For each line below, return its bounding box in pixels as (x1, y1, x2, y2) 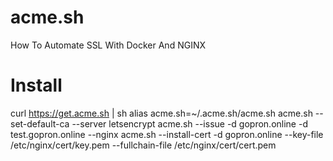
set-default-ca (10, 117, 70, 130)
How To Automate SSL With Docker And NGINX (10, 39, 206, 51)
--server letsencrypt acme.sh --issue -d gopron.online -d (71, 117, 308, 130)
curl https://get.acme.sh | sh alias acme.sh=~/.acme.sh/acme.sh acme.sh (10, 107, 313, 119)
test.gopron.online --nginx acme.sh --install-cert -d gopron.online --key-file (10, 128, 324, 140)
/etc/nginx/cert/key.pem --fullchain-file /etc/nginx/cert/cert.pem (10, 139, 277, 151)
